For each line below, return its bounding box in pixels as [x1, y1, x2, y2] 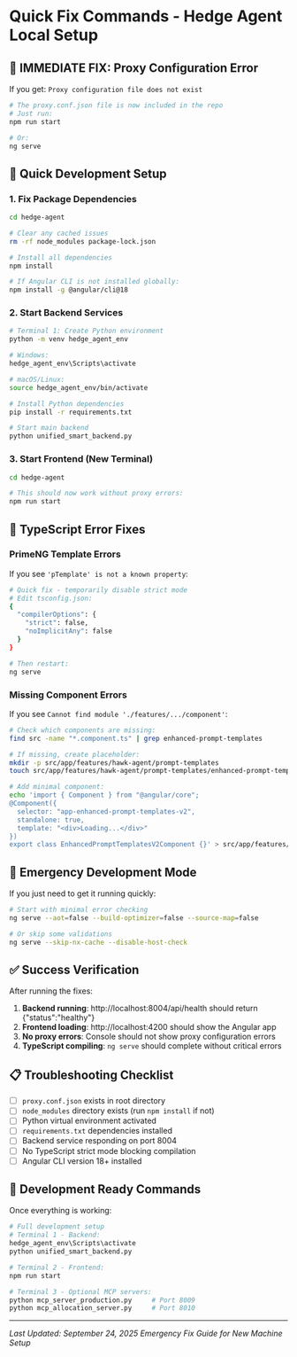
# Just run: [9, 109, 53, 118]
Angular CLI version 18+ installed [21, 1155, 142, 1166]
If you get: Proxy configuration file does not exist [9, 84, 203, 94]
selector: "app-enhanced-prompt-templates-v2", [17, 807, 196, 816]
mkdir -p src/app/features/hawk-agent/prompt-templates [9, 758, 219, 768]
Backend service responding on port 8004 [21, 1135, 178, 1146]
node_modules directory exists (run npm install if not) [21, 1105, 215, 1116]
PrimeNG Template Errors [9, 548, 121, 560]
